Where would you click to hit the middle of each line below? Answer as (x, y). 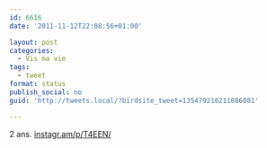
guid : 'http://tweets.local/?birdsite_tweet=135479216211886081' (134, 100)
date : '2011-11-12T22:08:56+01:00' (76, 26)
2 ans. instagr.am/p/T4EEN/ (60, 134)
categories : (31, 50)
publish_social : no (46, 92)
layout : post (34, 42)
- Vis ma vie (42, 59)
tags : (19, 67)
